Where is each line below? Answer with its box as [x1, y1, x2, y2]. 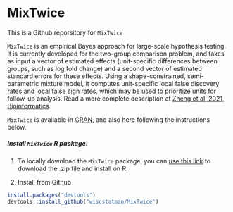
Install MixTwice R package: [7, 139, 88, 147]
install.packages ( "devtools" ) [7, 192, 96, 199]
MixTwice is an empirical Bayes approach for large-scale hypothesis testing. [7, 42, 227, 50]
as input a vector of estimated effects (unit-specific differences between [7, 56, 218, 65]
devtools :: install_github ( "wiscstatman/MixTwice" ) [7, 198, 159, 205]
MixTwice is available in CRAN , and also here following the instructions [7, 115, 210, 124]
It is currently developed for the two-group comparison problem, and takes [7, 49, 225, 58]
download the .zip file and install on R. [17, 164, 128, 173]
